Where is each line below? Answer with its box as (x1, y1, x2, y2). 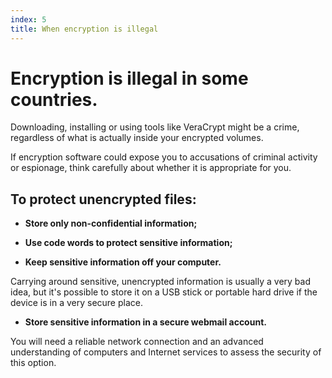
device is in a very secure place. (10, 297, 143, 309)
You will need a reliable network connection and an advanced (10, 336, 264, 348)
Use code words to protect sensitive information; (24, 237, 233, 249)
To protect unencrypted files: (10, 191, 197, 208)
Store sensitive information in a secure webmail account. (24, 316, 267, 328)
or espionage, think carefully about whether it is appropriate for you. (10, 162, 292, 174)
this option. (10, 357, 57, 369)
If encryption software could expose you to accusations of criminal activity (10, 151, 318, 163)
